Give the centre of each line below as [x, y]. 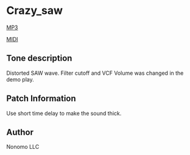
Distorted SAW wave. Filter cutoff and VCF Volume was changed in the [95, 73]
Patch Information [41, 99]
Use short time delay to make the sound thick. [64, 113]
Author [20, 132]
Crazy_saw [34, 11]
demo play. [20, 79]
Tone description [39, 58]
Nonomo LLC [23, 147]
